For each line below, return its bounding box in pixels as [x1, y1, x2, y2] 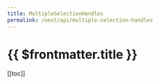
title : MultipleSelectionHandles [7, 10, 104, 17]
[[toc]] [7, 69, 26, 78]
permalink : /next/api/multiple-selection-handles [7, 17, 154, 24]
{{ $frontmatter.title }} [7, 47, 138, 62]
